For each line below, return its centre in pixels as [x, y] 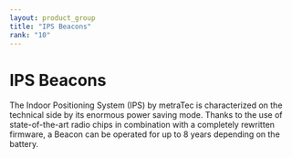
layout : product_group [52, 18]
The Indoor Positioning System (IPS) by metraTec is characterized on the [146, 105]
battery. [24, 144]
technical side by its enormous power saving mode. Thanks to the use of [146, 115]
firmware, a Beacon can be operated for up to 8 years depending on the [145, 134]
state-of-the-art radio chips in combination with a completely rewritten [142, 125]
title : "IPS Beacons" [51, 26]
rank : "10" [30, 35]
